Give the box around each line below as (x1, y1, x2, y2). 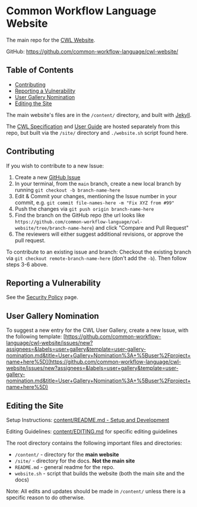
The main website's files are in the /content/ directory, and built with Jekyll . (6, 111, 192, 118)
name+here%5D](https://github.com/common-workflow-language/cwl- (6, 358, 182, 366)
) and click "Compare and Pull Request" (91, 224, 189, 231)
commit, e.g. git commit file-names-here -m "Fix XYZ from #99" (14, 199, 175, 206)
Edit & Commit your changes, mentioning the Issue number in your (14, 192, 177, 199)
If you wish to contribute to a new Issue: (6, 162, 104, 169)
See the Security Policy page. (6, 294, 79, 301)
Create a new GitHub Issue (14, 173, 81, 180)
